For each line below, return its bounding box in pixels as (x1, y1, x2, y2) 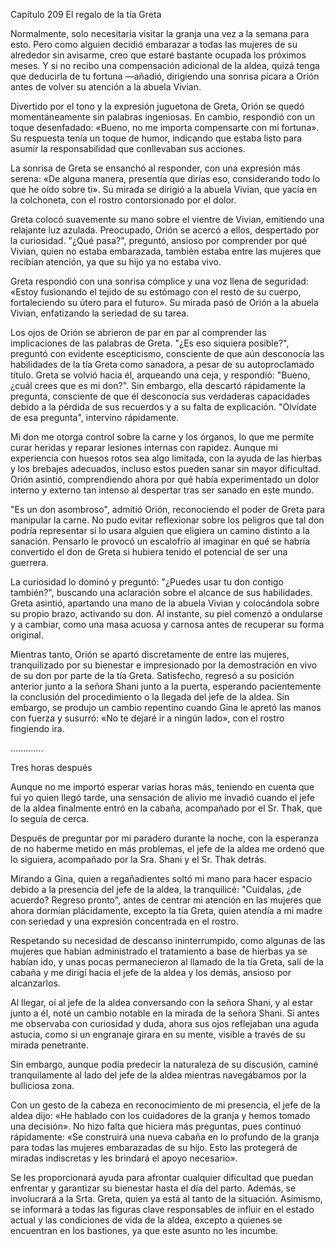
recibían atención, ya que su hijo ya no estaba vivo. (10, 256, 222, 268)
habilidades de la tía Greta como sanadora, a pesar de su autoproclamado (10, 359, 315, 370)
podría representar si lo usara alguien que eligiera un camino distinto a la (10, 525, 310, 536)
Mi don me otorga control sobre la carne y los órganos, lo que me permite (10, 431, 315, 443)
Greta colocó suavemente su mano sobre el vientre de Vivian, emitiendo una (10, 214, 325, 225)
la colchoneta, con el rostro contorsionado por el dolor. (10, 194, 237, 206)
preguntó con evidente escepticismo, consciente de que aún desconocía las (10, 348, 325, 359)
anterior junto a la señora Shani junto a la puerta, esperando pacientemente (10, 680, 322, 692)
